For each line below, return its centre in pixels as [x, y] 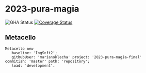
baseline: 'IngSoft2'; [34, 53]
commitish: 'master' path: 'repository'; [48, 61]
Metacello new [19, 49]
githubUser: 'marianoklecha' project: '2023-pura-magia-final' [77, 57]
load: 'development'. [33, 66]
